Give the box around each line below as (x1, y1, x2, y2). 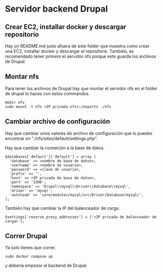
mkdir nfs (5, 100, 25, 105)
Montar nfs (5, 73, 39, 81)
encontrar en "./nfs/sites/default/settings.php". (5, 135, 98, 141)
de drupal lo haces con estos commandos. (5, 91, 90, 96)
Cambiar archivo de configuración (5, 117, 110, 126)
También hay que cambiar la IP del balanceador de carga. (5, 205, 120, 211)
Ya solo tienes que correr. (5, 245, 57, 251)
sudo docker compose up (5, 254, 53, 259)
